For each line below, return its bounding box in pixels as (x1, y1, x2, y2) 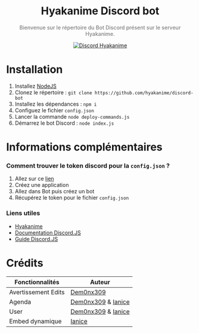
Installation (6, 63, 63, 76)
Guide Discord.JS (14, 235, 58, 242)
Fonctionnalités (14, 277, 60, 286)
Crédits (6, 256, 43, 270)
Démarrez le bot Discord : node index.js (14, 119, 114, 127)
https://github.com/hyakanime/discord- (94, 90, 194, 96)
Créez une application (14, 181, 69, 189)
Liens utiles (6, 209, 41, 217)
